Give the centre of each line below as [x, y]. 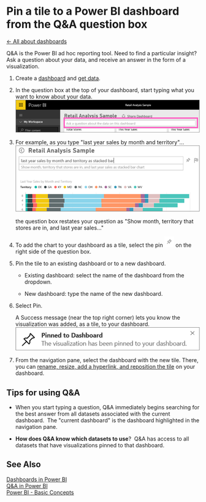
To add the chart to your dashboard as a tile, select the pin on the [103, 245]
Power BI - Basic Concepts [40, 492]
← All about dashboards [37, 41]
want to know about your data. [54, 96]
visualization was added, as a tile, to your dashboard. [82, 324]
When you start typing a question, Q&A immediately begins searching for [107, 407]
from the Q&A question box [77, 24]
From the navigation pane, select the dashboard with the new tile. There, [107, 360]
